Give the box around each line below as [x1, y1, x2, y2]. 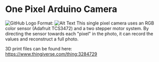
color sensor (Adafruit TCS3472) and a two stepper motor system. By [5, 25, 149, 31]
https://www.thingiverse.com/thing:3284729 [5, 51, 97, 57]
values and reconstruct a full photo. [5, 36, 79, 42]
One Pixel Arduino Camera [5, 3, 117, 15]
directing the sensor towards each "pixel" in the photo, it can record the [5, 30, 153, 36]
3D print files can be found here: [5, 45, 73, 51]
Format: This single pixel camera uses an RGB [37, 20, 154, 26]
